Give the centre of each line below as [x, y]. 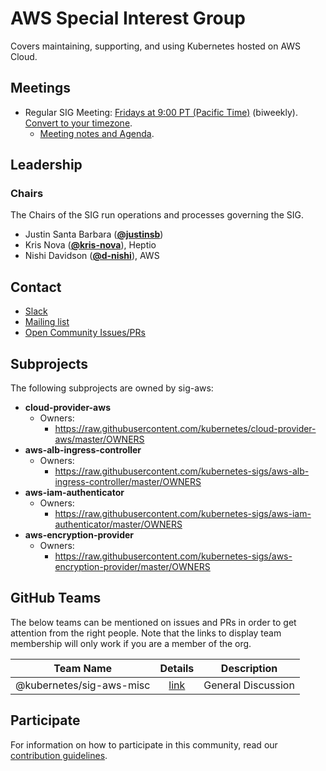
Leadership [46, 165]
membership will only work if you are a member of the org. [131, 643]
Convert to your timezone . [78, 123]
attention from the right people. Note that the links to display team [146, 633]
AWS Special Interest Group [128, 18]
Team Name [83, 668]
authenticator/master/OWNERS [118, 524]
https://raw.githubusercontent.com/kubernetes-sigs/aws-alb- [182, 471]
